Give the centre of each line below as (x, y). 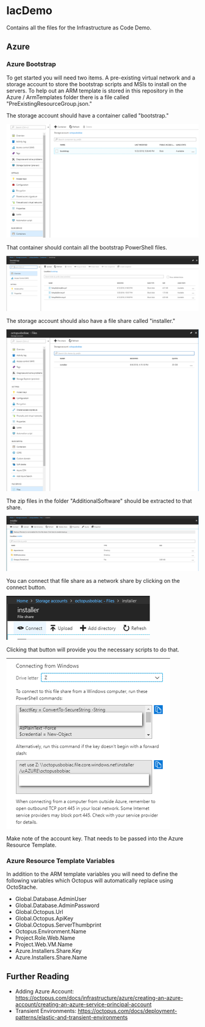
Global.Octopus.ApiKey (44, 918)
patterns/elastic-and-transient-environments (71, 1017)
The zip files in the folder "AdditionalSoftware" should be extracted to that (99, 501)
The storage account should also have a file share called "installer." (91, 321)
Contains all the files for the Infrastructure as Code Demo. (79, 28)
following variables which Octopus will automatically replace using (90, 880)
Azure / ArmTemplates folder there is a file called (68, 97)
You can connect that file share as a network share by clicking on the (93, 580)
